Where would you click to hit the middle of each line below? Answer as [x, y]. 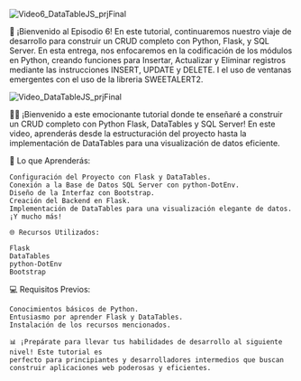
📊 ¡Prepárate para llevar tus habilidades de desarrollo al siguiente [146, 342]
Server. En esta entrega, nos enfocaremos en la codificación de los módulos [151, 51]
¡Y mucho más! [36, 217]
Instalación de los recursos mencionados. [90, 325]
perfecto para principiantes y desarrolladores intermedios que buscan [146, 360]
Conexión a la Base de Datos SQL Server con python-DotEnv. [125, 185]
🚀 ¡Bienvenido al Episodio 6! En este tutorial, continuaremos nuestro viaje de [150, 31]
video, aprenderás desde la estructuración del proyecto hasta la [128, 134]
